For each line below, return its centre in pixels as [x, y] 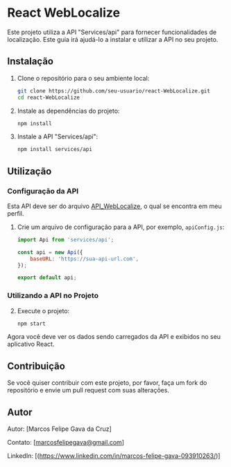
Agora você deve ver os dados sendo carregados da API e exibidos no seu [114, 337]
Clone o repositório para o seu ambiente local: [83, 78]
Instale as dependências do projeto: [68, 111]
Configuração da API [43, 191]
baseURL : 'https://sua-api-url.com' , [85, 259]
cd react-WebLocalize [48, 97]
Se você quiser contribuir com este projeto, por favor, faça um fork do [107, 383]
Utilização [29, 171]
